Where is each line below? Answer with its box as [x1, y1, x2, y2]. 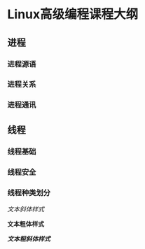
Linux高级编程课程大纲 [7, 6, 139, 22]
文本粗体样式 [7, 220, 44, 228]
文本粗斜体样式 [7, 234, 50, 243]
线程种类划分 [7, 187, 51, 197]
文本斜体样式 [7, 204, 44, 213]
